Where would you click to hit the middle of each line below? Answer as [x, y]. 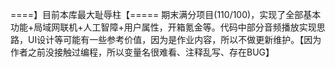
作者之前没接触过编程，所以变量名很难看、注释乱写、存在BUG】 [142, 52]
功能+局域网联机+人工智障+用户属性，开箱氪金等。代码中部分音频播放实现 [163, 27]
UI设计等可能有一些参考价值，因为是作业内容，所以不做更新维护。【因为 [174, 39]
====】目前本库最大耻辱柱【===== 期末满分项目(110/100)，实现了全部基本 [166, 14]
